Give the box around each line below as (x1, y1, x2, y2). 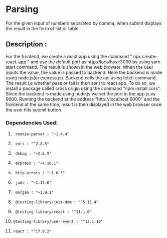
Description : (6, 40, 47, 49)
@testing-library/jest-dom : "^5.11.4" (15, 200, 99, 205)
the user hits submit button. (6, 106, 63, 112)
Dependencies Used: (6, 119, 58, 126)
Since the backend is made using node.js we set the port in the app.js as (6, 90, 155, 96)
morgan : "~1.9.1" (15, 190, 54, 195)
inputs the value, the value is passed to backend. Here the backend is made (6, 69, 162, 75)
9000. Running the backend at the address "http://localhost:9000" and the (6, 96, 160, 102)
